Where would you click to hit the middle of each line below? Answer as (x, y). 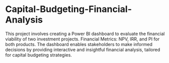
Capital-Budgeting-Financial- (69, 9)
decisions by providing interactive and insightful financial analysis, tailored (83, 49)
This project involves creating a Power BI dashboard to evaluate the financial (85, 33)
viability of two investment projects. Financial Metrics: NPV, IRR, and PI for (82, 39)
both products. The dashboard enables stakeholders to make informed (79, 44)
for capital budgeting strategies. (39, 55)
